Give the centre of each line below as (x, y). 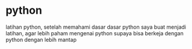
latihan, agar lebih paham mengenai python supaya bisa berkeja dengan (94, 33)
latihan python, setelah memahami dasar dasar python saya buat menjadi (96, 27)
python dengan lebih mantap (41, 39)
